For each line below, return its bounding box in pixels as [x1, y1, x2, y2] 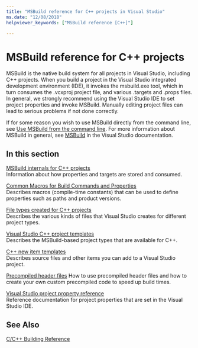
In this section [6, 149, 60, 159]
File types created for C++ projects [6, 207, 92, 214]
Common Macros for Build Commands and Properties [6, 182, 137, 189]
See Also [6, 320, 40, 330]
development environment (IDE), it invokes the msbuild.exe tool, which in [6, 82, 183, 89]
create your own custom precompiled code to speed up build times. [6, 279, 171, 286]
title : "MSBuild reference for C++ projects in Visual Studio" [6, 8, 165, 15]
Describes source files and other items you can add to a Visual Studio [6, 254, 176, 262]
